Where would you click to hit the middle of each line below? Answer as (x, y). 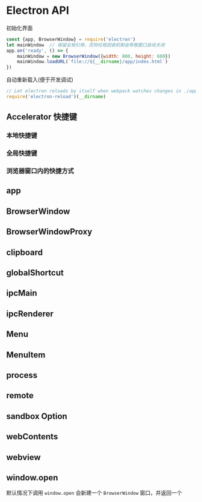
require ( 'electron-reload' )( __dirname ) (56, 97)
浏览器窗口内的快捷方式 (40, 171)
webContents (32, 437)
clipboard (25, 252)
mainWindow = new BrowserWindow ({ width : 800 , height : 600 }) (94, 56)
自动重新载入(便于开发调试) (40, 80)
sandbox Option (37, 416)
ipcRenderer (30, 314)
